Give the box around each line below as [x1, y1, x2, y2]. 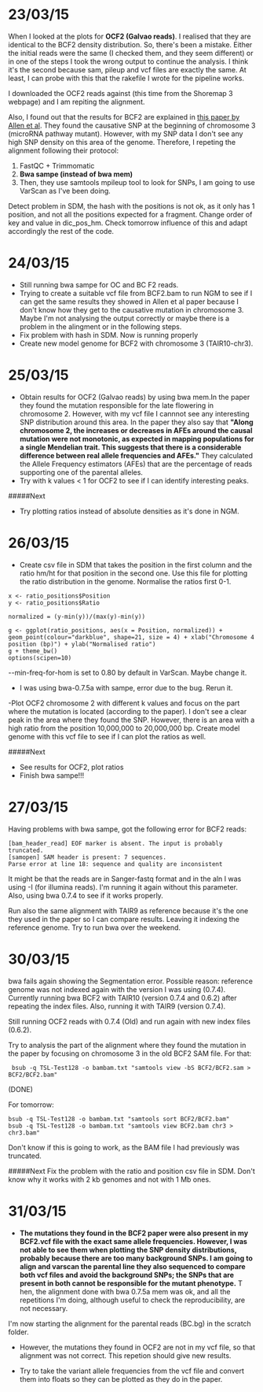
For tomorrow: [8, 1100, 54, 1109]
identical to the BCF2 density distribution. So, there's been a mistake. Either [8, 39, 253, 49]
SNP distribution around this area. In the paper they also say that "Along [19, 417, 254, 427]
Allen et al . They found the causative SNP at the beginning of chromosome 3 [8, 120, 256, 130]
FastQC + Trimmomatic [19, 161, 95, 170]
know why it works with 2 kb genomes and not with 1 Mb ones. [8, 1175, 211, 1184]
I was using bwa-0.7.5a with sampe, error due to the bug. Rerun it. [19, 683, 233, 692]
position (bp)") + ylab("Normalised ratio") [8, 640, 156, 648]
